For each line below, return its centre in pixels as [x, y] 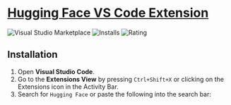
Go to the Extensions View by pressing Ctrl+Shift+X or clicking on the [121, 79]
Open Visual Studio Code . [56, 71]
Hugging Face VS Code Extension [108, 13]
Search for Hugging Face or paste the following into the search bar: [114, 94]
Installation [32, 55]
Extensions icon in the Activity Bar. [68, 87]
